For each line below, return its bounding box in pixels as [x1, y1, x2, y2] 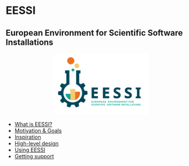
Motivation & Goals [14, 127, 62, 135]
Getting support [14, 153, 55, 160]
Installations [5, 37, 54, 47]
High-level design [14, 140, 59, 147]
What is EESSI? [14, 121, 53, 128]
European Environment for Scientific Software [5, 28, 183, 38]
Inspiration [14, 133, 41, 141]
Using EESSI [14, 146, 46, 154]
